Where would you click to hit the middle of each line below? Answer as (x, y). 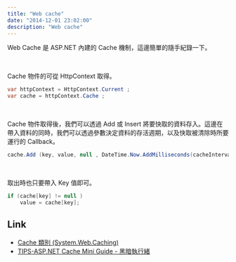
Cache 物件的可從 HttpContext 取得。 (61, 76)
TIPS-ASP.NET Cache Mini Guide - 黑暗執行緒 (84, 251)
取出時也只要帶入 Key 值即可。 (52, 183)
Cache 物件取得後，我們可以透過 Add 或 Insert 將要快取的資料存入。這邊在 (115, 124)
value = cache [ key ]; (50, 202)
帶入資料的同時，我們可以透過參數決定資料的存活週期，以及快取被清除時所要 (118, 133)
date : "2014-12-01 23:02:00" (50, 20)
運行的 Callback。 (33, 142)
